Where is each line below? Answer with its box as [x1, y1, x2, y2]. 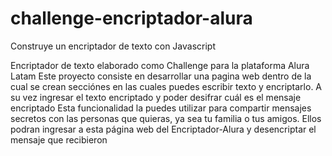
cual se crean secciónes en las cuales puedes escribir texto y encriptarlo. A [10, 80, 323, 92]
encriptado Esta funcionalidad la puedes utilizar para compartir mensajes [10, 102, 312, 114]
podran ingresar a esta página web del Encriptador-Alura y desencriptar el [10, 123, 317, 135]
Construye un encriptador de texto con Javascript [10, 40, 216, 52]
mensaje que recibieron [10, 133, 108, 146]
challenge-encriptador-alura [10, 7, 253, 30]
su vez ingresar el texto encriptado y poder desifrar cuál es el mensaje [10, 91, 302, 103]
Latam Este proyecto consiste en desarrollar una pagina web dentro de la [10, 70, 312, 82]
